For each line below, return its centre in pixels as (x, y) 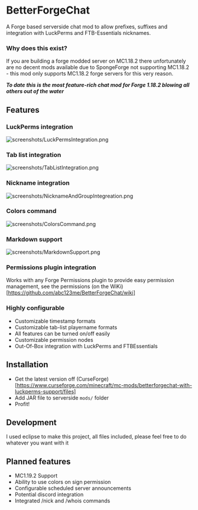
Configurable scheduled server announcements (73, 488)
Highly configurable (35, 308)
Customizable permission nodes (54, 339)
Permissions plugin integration (51, 267)
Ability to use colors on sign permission (63, 482)
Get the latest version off (45, 379)
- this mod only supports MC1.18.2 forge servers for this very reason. (90, 74)
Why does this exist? (37, 48)
